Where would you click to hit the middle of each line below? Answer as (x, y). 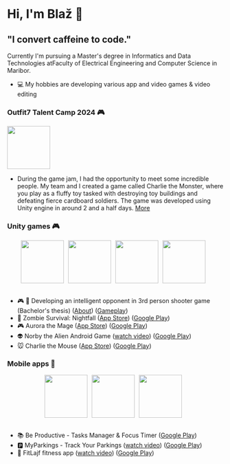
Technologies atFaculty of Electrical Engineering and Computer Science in (112, 63)
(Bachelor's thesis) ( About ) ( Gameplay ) (72, 310)
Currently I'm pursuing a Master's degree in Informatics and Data (99, 56)
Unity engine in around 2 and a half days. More (83, 208)
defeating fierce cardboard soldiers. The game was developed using (114, 201)
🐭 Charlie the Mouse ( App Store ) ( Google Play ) (84, 346)
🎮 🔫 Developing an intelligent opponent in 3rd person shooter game (114, 300)
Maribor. (19, 70)
